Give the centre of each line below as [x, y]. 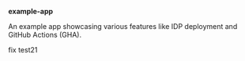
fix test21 [23, 50]
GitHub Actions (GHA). [45, 35]
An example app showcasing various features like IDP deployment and [123, 26]
